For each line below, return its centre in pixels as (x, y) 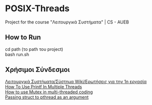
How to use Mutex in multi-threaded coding (49, 92)
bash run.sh (17, 54)
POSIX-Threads (37, 9)
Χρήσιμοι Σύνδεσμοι (38, 70)
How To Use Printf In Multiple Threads (44, 86)
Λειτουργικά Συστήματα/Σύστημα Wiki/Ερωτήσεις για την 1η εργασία (76, 82)
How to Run (23, 37)
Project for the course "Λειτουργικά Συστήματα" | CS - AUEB (67, 22)
